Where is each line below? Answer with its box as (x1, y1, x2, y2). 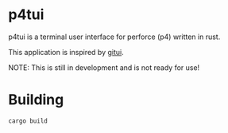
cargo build (8, 117, 48, 125)
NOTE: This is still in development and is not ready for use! (8, 62, 200, 72)
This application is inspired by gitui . (8, 47, 125, 57)
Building (8, 91, 64, 109)
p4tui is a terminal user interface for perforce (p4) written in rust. (8, 32, 221, 41)
